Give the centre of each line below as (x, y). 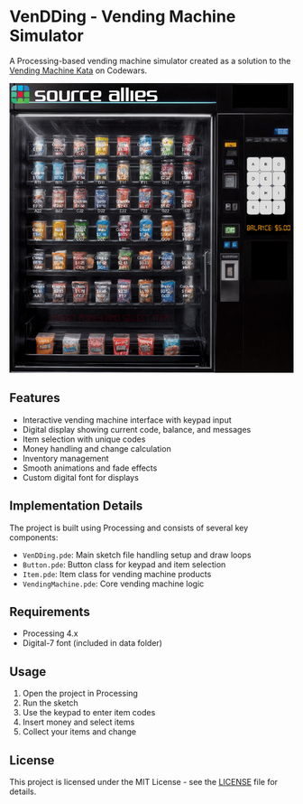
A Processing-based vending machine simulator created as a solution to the (150, 61)
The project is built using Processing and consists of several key (129, 528)
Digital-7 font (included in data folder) (92, 643)
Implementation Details (76, 506)
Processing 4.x (50, 633)
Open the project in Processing (80, 694)
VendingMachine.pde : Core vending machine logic (113, 584)
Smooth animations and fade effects (90, 468)
